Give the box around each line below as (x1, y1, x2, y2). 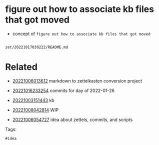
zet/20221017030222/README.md (5, 44, 68, 49)
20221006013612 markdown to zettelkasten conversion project (12, 77, 142, 83)
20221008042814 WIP (12, 106, 59, 113)
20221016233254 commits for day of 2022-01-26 (12, 87, 115, 93)
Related (5, 61, 37, 73)
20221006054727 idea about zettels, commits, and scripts (12, 116, 133, 122)
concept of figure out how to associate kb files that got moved (12, 30, 151, 36)
